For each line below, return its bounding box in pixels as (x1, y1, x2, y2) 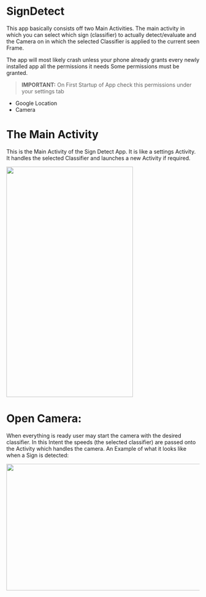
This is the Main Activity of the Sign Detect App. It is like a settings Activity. (6, 147, 196, 155)
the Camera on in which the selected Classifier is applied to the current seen (6, 37, 200, 45)
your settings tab (21, 87, 64, 95)
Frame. (6, 44, 25, 52)
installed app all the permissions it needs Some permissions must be (6, 63, 180, 70)
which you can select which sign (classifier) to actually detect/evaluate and (6, 31, 197, 38)
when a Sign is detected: (6, 451, 69, 459)
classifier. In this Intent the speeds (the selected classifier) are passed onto (6, 438, 196, 446)
